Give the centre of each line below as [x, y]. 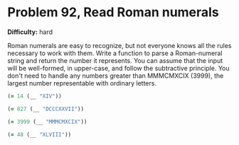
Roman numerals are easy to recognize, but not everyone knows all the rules [119, 45]
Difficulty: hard [30, 32]
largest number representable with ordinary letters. [82, 83]
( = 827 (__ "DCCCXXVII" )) [46, 109]
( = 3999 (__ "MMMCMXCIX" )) [47, 122]
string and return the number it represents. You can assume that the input [115, 60]
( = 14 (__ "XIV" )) [34, 96]
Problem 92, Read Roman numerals [113, 12]
